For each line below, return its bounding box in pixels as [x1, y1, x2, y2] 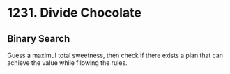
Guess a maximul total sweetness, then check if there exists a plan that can [7, 51, 224, 59]
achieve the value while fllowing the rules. [7, 59, 128, 67]
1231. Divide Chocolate [7, 5, 141, 21]
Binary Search [7, 33, 70, 45]
